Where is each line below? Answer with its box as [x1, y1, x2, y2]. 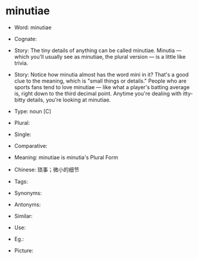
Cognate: [14, 35, 37, 42]
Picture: [14, 247, 34, 254]
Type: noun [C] [14, 108, 52, 115]
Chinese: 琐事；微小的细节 [14, 166, 80, 173]
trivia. [14, 59, 29, 67]
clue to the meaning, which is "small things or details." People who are [14, 77, 187, 84]
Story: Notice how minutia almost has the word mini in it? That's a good [14, 71, 189, 78]
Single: [14, 131, 32, 138]
